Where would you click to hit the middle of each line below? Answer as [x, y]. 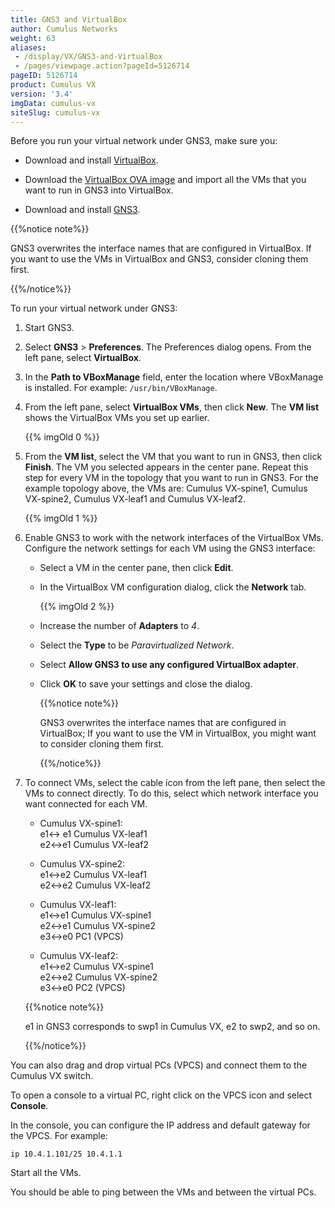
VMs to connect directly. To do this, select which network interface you [171, 793]
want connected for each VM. [86, 804]
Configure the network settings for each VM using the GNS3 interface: [170, 548]
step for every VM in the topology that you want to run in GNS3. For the [171, 478]
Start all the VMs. [46, 1173]
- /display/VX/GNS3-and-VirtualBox [88, 57]
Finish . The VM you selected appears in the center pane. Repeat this [166, 467]
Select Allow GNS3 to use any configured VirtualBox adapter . [169, 665]
